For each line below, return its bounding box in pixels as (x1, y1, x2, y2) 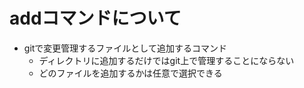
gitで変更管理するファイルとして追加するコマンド (23, 42, 227, 54)
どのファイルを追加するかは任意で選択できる (38, 67, 223, 79)
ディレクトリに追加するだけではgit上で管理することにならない (38, 54, 295, 66)
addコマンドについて (9, 7, 182, 30)
